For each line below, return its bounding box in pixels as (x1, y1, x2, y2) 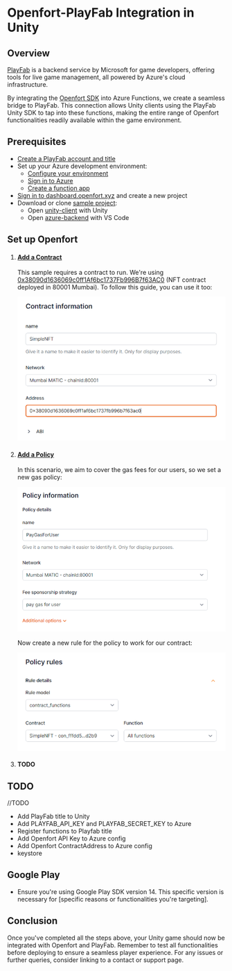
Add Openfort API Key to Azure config (17, 834, 126, 843)
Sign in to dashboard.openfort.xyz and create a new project (17, 191, 188, 199)
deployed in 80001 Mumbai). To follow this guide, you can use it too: (17, 283, 213, 292)
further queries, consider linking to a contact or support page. (7, 956, 184, 964)
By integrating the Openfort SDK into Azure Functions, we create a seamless (7, 94, 225, 102)
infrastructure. (7, 81, 48, 88)
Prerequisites (7, 136, 66, 148)
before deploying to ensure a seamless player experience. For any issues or (7, 948, 224, 956)
